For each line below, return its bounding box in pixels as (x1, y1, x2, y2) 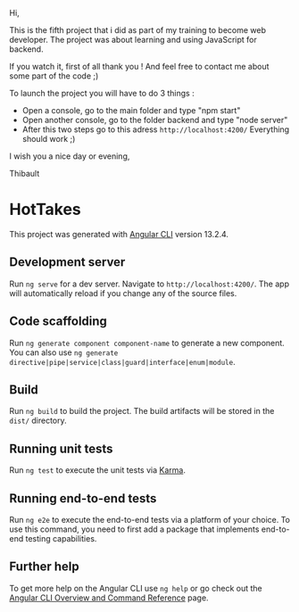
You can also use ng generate (9, 347, 119, 358)
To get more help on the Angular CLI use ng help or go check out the (9, 583, 262, 593)
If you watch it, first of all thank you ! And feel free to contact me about (9, 62, 270, 71)
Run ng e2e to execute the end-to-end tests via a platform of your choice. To (9, 515, 291, 525)
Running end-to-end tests (9, 491, 157, 506)
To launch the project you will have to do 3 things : (9, 88, 195, 98)
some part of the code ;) (9, 70, 99, 81)
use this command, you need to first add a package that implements (9, 524, 260, 534)
